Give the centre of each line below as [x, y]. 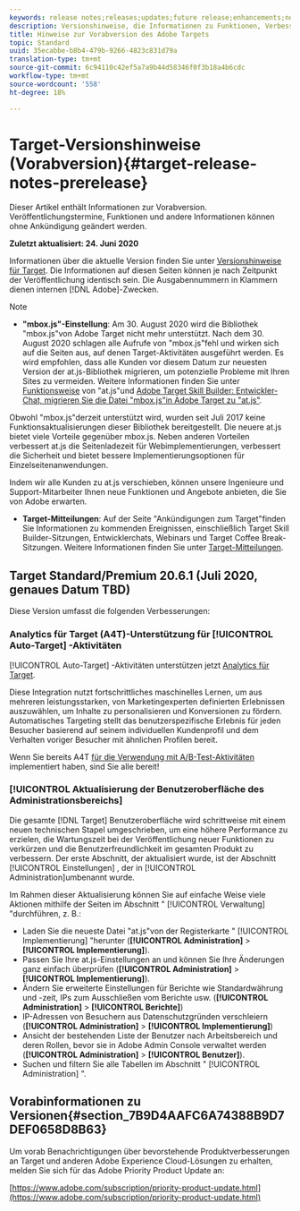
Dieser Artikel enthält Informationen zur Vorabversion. [108, 208]
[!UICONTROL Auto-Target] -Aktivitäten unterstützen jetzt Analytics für [139, 665]
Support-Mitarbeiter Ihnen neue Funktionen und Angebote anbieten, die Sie [148, 492]
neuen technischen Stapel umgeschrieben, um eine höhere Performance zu [149, 830]
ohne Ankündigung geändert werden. [78, 226]
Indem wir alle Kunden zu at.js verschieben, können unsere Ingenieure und [146, 482]
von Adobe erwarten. [48, 501]
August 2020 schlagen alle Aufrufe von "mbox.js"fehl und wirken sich [150, 343]
